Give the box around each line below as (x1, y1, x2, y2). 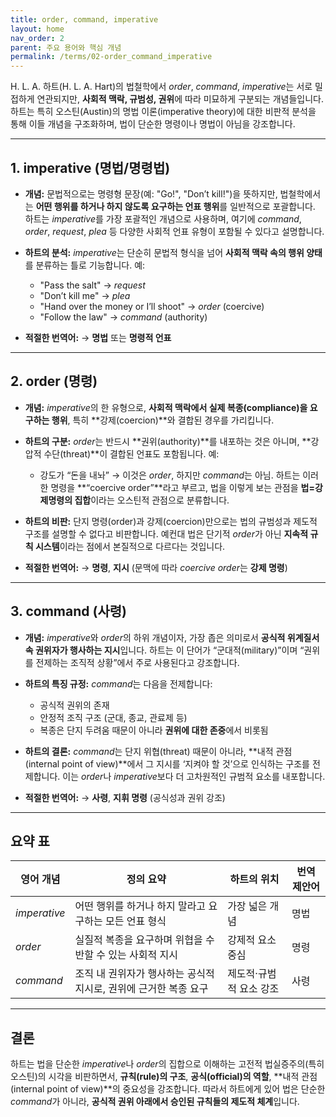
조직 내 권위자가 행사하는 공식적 (74, 967, 215, 981)
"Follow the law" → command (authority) (39, 311, 208, 323)
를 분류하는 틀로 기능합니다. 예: (24, 259, 146, 271)
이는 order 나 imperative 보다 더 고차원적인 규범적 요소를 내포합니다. (62, 770, 326, 782)
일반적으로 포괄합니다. (229, 200, 316, 212)
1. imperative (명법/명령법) (10, 159, 171, 176)
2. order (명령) (10, 373, 98, 390)
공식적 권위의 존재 (39, 699, 110, 711)
